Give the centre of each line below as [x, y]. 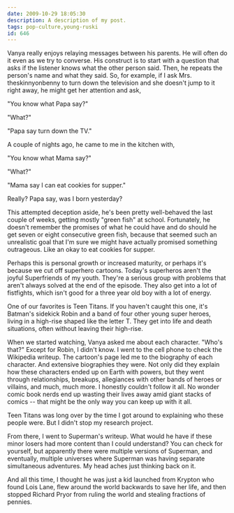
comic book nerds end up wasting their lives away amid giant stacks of [109, 394]
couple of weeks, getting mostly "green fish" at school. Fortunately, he [109, 220]
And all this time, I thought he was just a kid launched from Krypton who [111, 479]
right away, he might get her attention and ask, [74, 90]
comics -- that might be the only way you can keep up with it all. [100, 402]
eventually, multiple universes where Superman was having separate [106, 458]
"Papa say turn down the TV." [50, 131]
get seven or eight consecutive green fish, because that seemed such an [112, 234]
